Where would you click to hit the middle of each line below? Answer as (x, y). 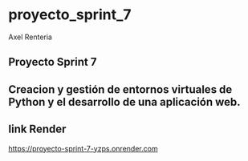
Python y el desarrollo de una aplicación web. (124, 102)
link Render (37, 129)
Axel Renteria (30, 37)
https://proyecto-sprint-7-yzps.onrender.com (83, 148)
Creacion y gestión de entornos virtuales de (120, 89)
